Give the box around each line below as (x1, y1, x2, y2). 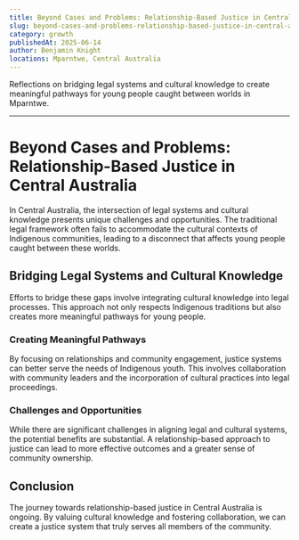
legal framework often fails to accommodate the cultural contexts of (9, 224, 258, 234)
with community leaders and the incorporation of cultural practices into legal (9, 372, 290, 383)
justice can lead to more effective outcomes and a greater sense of (9, 443, 255, 454)
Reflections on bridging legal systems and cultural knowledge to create (9, 79, 270, 89)
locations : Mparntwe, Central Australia (9, 54, 162, 63)
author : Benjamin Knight (9, 46, 101, 55)
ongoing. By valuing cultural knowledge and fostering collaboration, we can (9, 511, 287, 522)
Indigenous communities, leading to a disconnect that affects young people (9, 233, 286, 243)
